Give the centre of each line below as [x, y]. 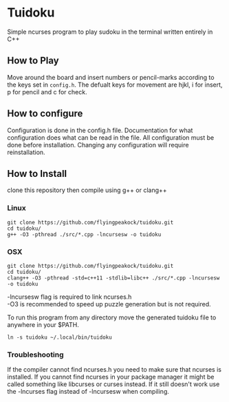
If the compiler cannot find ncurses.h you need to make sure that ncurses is [115, 370]
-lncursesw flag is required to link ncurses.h [69, 297]
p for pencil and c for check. [47, 92]
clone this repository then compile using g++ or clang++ [87, 190]
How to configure [45, 114]
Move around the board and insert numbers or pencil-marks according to [111, 77]
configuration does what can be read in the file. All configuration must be [111, 137]
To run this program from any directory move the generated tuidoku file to [112, 317]
